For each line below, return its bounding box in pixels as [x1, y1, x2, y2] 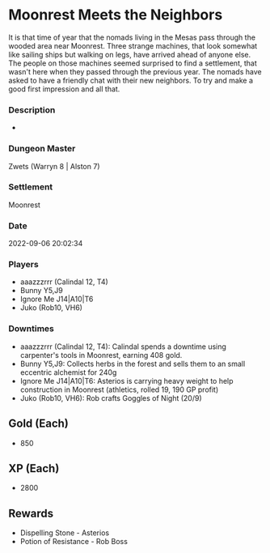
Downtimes [8, 323, 54, 334]
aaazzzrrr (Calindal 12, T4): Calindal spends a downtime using [19, 342, 226, 351]
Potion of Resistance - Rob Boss [19, 537, 128, 547]
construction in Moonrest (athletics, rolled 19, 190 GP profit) [19, 385, 219, 394]
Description [8, 104, 56, 115]
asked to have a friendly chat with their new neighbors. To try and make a [8, 75, 253, 85]
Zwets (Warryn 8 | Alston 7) [8, 161, 100, 171]
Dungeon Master [8, 143, 76, 155]
